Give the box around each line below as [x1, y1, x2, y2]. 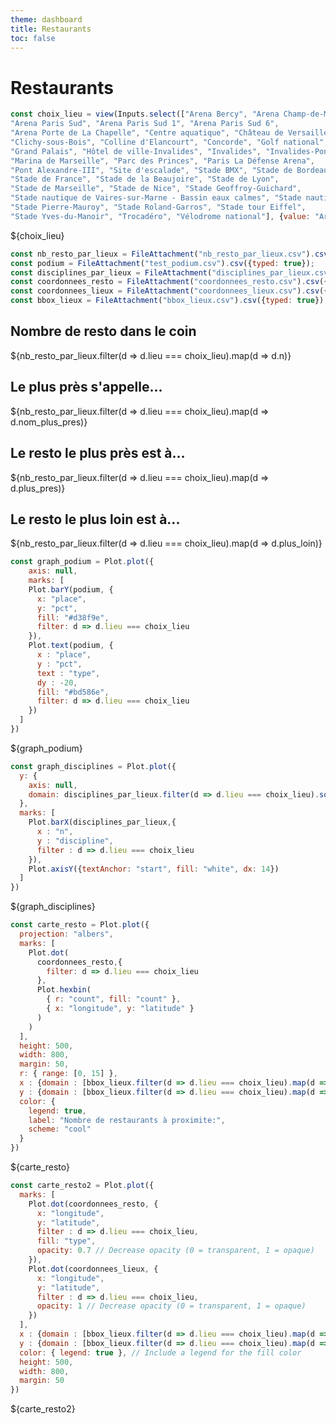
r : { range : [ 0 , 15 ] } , [19, 1069, 118, 1079]
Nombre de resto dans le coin [10, 323, 197, 340]
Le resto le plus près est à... [10, 445, 186, 462]
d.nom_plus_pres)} [10, 416, 88, 428]
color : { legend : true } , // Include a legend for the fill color [19, 1347, 302, 1358]
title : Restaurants [10, 24, 92, 34]
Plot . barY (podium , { [28, 584, 114, 595]
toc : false [10, 33, 56, 43]
